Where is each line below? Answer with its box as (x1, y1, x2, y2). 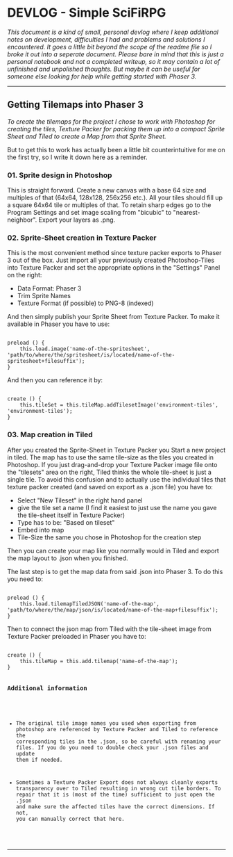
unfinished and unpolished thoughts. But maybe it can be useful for (7, 65, 200, 73)
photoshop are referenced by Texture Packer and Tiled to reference (16, 726, 218, 733)
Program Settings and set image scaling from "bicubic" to (7, 209, 172, 217)
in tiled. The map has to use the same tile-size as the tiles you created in (7, 453, 214, 462)
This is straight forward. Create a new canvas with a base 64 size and (7, 186, 207, 195)
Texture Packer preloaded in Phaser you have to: (7, 632, 147, 640)
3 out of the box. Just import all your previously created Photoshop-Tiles (7, 256, 215, 265)
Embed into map (17, 525, 64, 534)
